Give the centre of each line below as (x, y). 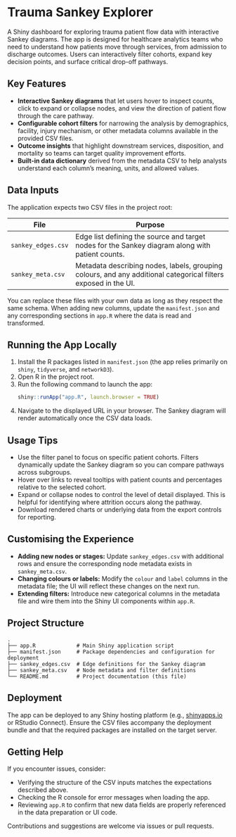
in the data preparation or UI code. (67, 812)
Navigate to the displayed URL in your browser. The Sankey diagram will (122, 411)
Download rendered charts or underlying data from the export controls (119, 510)
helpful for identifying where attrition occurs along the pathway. (110, 502)
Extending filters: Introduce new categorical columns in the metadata (118, 593)
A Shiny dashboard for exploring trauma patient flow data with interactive (113, 32)
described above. (43, 790)
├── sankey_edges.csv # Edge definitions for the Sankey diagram (106, 664)
